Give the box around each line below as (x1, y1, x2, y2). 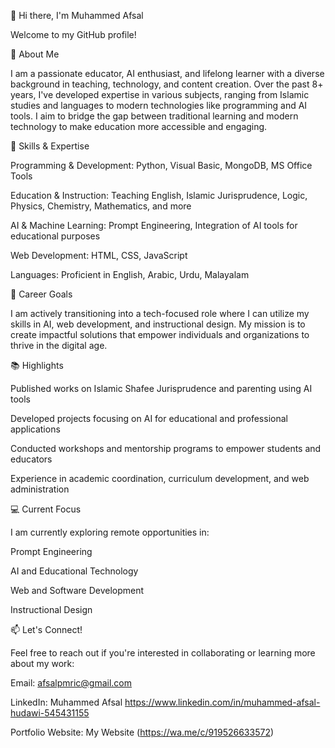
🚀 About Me (10, 48, 60, 60)
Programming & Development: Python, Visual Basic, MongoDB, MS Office (10, 160, 313, 171)
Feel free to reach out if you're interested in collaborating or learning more (10, 647, 316, 659)
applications (10, 423, 61, 435)
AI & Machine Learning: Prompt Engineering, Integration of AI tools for (10, 220, 298, 231)
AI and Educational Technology (10, 565, 139, 577)
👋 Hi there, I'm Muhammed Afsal (10, 10, 144, 21)
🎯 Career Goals (10, 288, 73, 300)
